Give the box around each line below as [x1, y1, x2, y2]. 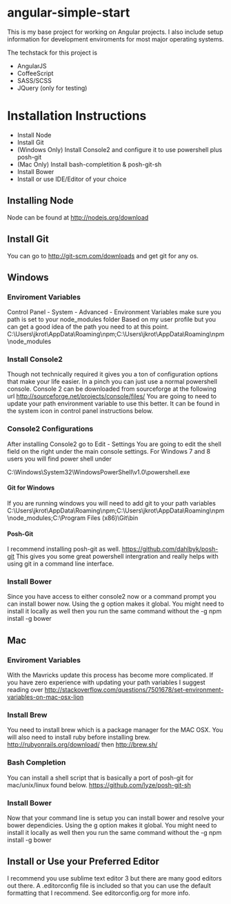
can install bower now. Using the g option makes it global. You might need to [7, 599, 224, 608]
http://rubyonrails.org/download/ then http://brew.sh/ [7, 740, 158, 749]
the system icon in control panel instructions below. [7, 407, 154, 415]
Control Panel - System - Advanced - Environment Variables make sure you [7, 308, 222, 316]
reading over [7, 686, 43, 694]
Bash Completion [7, 758, 66, 767]
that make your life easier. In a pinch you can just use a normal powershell [7, 378, 217, 386]
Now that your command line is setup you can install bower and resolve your [7, 814, 225, 823]
